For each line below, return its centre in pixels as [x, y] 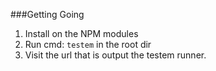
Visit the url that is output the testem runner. [115, 55]
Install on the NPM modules [81, 33]
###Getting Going [47, 14]
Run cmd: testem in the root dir [88, 44]
